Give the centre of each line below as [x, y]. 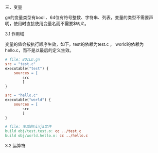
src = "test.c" [20, 64]
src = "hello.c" [21, 95]
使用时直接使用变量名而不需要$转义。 [51, 24]
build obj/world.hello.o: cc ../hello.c [47, 136]
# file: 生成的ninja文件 [28, 127]
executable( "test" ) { [27, 68]
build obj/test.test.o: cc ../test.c [43, 131]
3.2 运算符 [15, 145]
